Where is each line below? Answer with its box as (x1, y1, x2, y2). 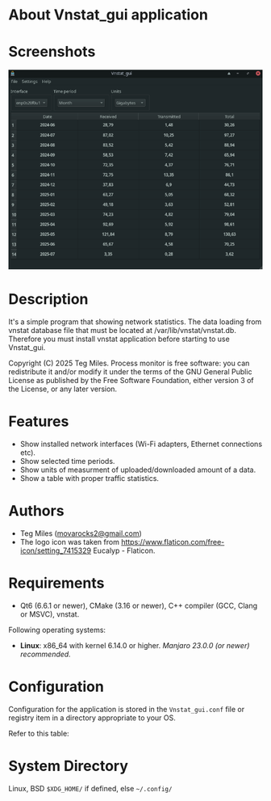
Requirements (8, 574, 105, 592)
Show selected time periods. (19, 457, 115, 466)
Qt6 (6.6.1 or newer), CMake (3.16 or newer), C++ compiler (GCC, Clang (19, 601, 258, 610)
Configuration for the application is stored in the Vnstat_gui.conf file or (8, 704, 244, 714)
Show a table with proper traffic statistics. (19, 474, 160, 483)
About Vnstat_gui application (8, 6, 208, 24)
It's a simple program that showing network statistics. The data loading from (8, 317, 262, 327)
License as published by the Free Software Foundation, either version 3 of (8, 376, 254, 386)
